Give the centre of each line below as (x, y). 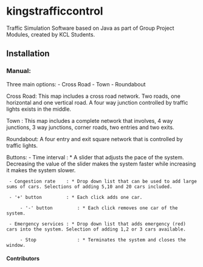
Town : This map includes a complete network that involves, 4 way (90, 120)
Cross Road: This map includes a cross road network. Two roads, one (93, 96)
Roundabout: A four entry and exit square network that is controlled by (95, 139)
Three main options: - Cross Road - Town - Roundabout (76, 84)
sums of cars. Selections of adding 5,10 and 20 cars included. (89, 187)
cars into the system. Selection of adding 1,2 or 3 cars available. (96, 229)
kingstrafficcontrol (55, 11)
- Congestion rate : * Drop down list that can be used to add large (103, 181)
